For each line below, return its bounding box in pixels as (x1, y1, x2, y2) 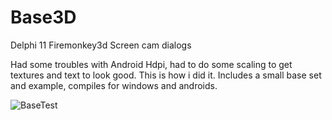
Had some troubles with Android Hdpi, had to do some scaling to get (10, 58, 293, 70)
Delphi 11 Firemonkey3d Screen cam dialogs (10, 39, 192, 51)
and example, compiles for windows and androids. (10, 79, 218, 91)
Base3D (10, 6, 77, 29)
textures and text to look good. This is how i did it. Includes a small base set (10, 69, 322, 81)
